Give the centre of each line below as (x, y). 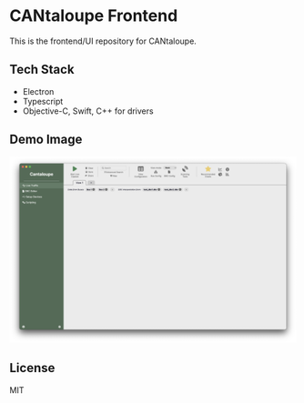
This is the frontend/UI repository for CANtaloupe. (103, 41)
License (32, 368)
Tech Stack (42, 70)
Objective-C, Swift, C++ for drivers (88, 111)
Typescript (43, 101)
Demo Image (46, 140)
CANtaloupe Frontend (94, 16)
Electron (38, 91)
